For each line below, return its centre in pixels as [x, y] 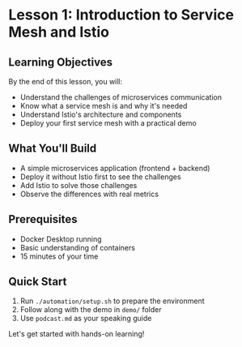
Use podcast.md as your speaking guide [86, 319]
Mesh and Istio [59, 32]
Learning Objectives [61, 62]
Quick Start [38, 282]
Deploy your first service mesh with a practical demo [108, 123]
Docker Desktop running [61, 239]
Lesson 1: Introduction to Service [121, 15]
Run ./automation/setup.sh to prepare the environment [112, 301]
